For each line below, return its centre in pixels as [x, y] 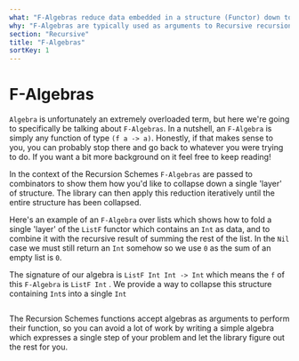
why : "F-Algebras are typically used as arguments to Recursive [131, 26]
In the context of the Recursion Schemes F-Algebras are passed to [131, 174]
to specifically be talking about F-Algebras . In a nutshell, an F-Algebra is [141, 129]
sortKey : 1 [29, 51]
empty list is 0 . [36, 258]
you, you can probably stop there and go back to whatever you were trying [146, 148]
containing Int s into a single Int [68, 293]
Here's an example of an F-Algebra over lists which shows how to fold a [141, 220]
